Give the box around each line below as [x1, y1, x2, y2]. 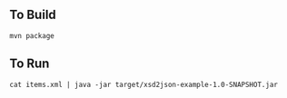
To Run [9, 56, 50, 72]
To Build [9, 7, 56, 23]
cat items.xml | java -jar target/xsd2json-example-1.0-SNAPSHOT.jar [9, 80, 279, 89]
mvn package [9, 31, 54, 40]
